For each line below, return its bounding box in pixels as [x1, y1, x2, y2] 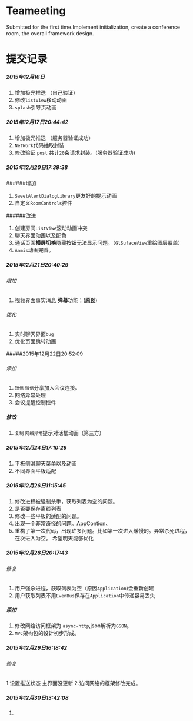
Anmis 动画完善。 [14, 247, 54, 254]
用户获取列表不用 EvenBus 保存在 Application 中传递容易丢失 [14, 592, 155, 599]
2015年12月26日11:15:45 [6, 481, 66, 489]
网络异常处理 [14, 391, 46, 398]
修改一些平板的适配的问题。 [14, 512, 82, 519]
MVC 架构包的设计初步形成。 [14, 630, 80, 637]
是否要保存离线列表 [14, 505, 62, 512]
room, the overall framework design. [6, 29, 94, 36]
